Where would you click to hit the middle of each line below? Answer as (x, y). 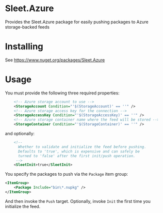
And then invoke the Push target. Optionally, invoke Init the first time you (78, 201)
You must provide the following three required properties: (62, 93)
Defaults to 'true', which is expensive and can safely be (79, 151)
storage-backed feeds (27, 27)
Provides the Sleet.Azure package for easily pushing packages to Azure (77, 22)
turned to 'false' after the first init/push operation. (77, 156)
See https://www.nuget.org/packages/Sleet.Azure (55, 60)
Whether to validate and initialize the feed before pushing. (82, 147)
